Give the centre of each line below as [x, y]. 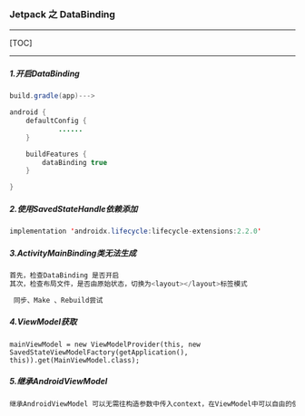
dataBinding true [74, 162]
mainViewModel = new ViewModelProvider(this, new [105, 344]
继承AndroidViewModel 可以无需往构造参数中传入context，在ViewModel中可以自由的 [151, 404]
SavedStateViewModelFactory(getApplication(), [99, 352]
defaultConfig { [57, 121]
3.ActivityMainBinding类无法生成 [73, 253]
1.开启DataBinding [44, 73]
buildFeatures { [57, 154]
